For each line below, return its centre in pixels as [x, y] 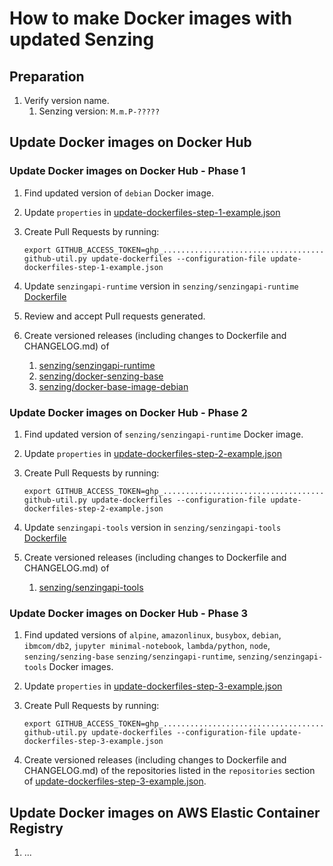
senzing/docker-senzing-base [101, 376]
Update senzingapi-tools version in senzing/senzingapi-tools [152, 527]
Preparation [47, 76]
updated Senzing [82, 39]
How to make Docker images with [151, 18]
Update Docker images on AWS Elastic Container [165, 812]
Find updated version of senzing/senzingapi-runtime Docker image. [163, 434]
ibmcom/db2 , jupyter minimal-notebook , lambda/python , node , [147, 646]
